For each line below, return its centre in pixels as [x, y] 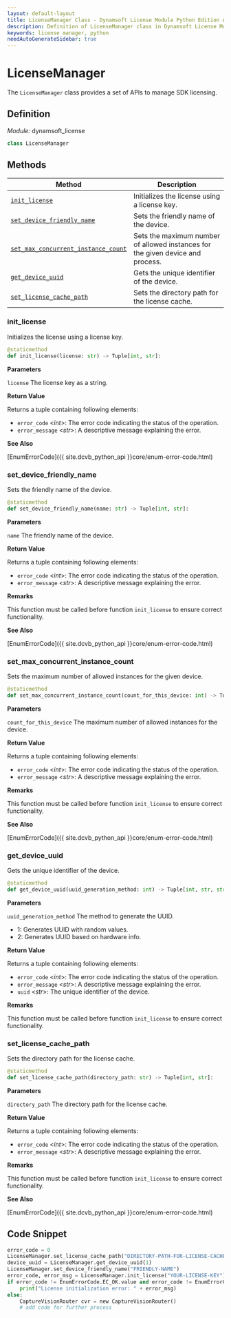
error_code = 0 [29, 1250]
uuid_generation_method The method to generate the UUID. [90, 916]
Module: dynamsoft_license [46, 130]
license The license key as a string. [57, 382]
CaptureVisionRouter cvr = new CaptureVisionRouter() [98, 1301]
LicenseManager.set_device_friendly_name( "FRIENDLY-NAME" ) [93, 1269]
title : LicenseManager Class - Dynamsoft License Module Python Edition [113, 20]
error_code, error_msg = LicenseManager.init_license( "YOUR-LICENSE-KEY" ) [117, 1276]
